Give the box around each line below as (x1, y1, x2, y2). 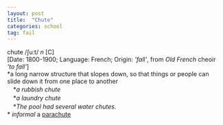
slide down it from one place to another (7, 77, 119, 86)
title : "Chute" (7, 16, 54, 23)
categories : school (7, 23, 63, 30)
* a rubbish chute (12, 85, 61, 93)
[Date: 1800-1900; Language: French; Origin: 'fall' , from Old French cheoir (7, 56, 216, 64)
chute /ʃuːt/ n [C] (7, 48, 55, 56)
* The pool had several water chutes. (12, 102, 117, 111)
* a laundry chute (12, 94, 62, 102)
